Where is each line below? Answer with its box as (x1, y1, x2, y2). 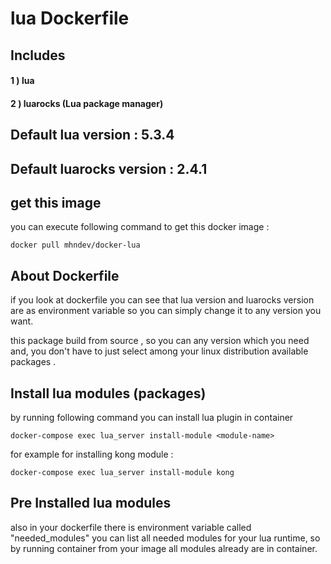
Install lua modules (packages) (10, 385, 207, 402)
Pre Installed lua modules (10, 495, 172, 512)
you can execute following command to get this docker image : (10, 221, 270, 233)
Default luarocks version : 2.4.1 (10, 160, 208, 177)
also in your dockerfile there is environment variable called (10, 521, 252, 533)
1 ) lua (10, 75, 35, 87)
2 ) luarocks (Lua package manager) (10, 97, 164, 109)
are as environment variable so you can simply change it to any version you (10, 305, 322, 317)
